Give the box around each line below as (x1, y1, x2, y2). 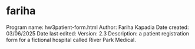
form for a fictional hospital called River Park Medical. (6, 36, 137, 43)
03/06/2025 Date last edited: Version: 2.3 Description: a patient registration (6, 30, 190, 37)
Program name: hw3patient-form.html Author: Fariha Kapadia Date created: (6, 24, 189, 31)
